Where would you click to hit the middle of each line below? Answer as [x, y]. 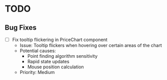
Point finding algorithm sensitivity [62, 56]
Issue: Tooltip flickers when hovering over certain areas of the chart [91, 46]
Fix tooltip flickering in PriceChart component [60, 39]
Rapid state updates [48, 62]
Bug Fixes [21, 28]
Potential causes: [38, 51]
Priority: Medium [37, 72]
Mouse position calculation [56, 67]
